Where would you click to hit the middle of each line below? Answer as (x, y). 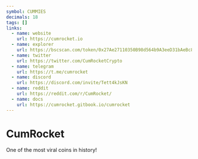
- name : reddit (30, 88)
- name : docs (27, 99)
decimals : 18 (22, 17)
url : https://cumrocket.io (50, 39)
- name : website (31, 34)
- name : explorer (33, 45)
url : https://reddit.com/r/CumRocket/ (64, 94)
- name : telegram (33, 66)
